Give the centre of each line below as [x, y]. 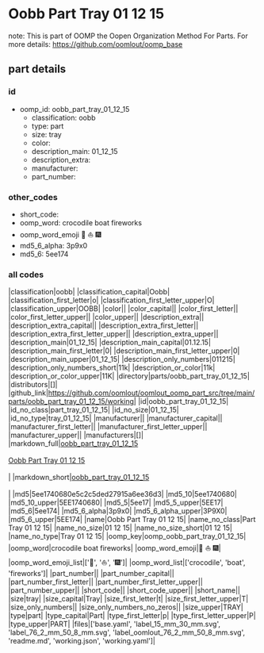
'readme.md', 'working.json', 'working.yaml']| [82, 641]
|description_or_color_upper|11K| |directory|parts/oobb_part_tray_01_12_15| [129, 376]
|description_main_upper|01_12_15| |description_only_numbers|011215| [122, 359]
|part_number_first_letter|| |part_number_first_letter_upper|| [106, 582]
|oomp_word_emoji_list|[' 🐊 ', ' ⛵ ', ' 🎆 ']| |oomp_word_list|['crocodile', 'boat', [127, 563]
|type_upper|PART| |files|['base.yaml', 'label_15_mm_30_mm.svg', [114, 624]
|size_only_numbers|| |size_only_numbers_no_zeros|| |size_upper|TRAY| [126, 607]
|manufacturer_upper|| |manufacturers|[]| [76, 435]
